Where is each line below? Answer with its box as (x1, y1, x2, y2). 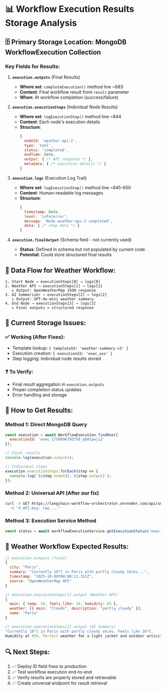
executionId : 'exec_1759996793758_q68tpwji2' (9, 437, 105, 442)
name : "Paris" (9, 611, 39, 616)
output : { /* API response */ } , (24, 157, 93, 162)
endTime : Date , (24, 152, 56, 157)
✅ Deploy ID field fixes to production (12, 663, 87, 670)
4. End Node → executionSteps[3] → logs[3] (5, 301, 96, 306)
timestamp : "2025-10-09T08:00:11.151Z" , (9, 574, 94, 579)
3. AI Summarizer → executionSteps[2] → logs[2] (5, 292, 107, 297)
